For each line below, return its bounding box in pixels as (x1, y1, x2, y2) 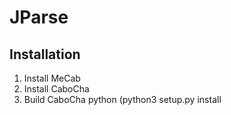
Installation (9, 46, 81, 63)
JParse (9, 6, 69, 29)
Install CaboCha (23, 83, 90, 95)
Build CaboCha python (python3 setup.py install (23, 94, 222, 105)
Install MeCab (23, 72, 81, 84)
